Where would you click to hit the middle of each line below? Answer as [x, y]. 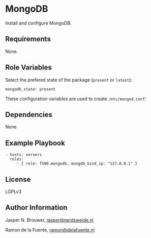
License [18, 179]
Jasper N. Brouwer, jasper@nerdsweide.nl [50, 220]
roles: [17, 159]
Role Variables [28, 68]
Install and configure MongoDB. [39, 23]
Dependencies [29, 115]
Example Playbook [35, 143]
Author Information [36, 208]
